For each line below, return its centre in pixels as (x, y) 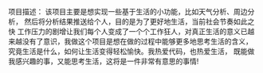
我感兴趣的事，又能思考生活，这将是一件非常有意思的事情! (104, 61)
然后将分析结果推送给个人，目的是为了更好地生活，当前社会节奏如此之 (139, 21)
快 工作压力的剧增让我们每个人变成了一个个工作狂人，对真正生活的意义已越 (131, 31)
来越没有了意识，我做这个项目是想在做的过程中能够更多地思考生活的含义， (130, 41)
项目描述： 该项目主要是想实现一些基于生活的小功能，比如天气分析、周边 (128, 12)
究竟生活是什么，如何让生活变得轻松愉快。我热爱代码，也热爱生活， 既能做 (131, 51)
